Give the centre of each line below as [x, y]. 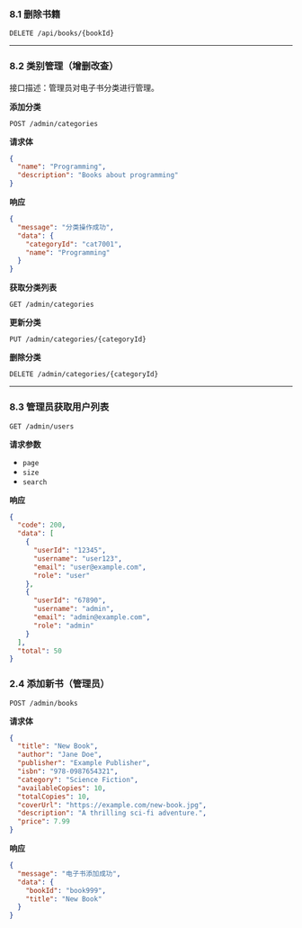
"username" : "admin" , [74, 609]
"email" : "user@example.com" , [89, 567]
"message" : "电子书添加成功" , [69, 874]
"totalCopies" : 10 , [54, 797]
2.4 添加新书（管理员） [59, 684]
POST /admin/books [44, 703]
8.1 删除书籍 [35, 14]
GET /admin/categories [52, 305]
